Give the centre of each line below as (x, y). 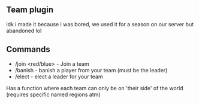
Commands (28, 49)
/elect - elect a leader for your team (59, 77)
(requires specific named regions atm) (53, 94)
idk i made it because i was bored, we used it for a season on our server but (100, 24)
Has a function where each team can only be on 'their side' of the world (95, 88)
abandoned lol (24, 30)
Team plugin (30, 10)
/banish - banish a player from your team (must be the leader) (91, 70)
